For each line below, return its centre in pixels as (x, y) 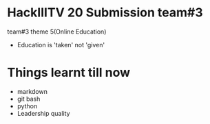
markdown (32, 91)
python (27, 106)
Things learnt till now (69, 73)
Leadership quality (43, 113)
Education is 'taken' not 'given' (61, 45)
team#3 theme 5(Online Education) (57, 32)
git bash (29, 99)
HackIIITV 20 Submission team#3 (105, 13)
